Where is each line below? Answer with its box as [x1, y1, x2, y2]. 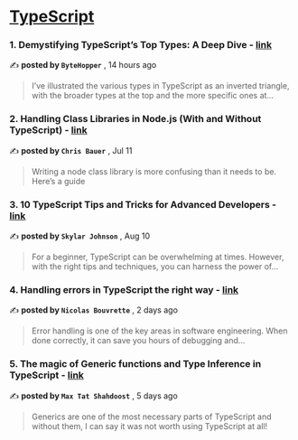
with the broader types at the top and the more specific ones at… [31, 90, 274, 101]
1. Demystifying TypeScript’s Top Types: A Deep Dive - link [9, 39, 273, 51]
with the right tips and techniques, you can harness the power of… [31, 261, 279, 272]
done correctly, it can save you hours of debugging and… [31, 335, 246, 346]
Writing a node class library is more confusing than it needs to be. [31, 165, 277, 177]
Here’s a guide [31, 175, 86, 186]
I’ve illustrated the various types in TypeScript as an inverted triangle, [31, 80, 290, 91]
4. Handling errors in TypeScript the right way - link [9, 284, 239, 295]
